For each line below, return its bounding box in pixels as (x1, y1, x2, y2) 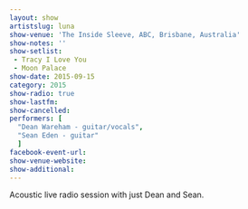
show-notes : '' (9, 38, 67, 48)
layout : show (9, 13, 59, 23)
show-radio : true (9, 89, 75, 98)
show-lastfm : (9, 97, 59, 107)
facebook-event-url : (9, 147, 88, 157)
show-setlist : (9, 47, 63, 56)
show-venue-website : (9, 156, 88, 166)
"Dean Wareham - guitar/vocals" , (17, 123, 144, 132)
